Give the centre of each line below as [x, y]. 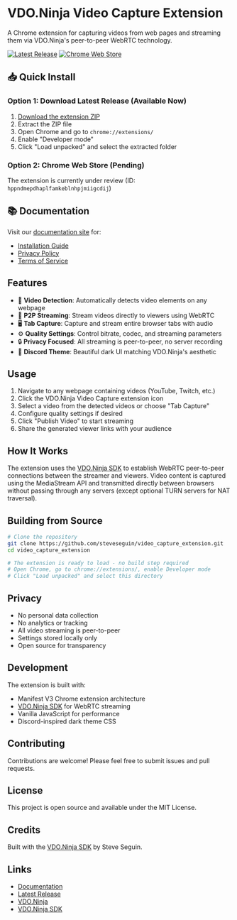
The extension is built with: [47, 685]
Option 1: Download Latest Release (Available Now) [97, 101]
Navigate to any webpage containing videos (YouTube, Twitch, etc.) [116, 391]
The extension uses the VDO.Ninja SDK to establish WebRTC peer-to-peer [116, 468]
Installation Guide [43, 246]
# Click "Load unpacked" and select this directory [85, 576]
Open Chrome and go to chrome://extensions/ [86, 131]
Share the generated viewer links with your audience [95, 429]
